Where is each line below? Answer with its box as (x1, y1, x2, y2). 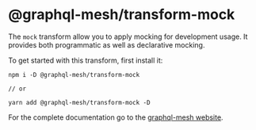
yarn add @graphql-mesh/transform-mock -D (8, 98, 151, 106)
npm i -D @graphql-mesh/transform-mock (8, 71, 140, 78)
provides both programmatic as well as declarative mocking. (8, 40, 205, 49)
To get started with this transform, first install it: (8, 55, 163, 65)
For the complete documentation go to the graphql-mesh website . (8, 113, 224, 122)
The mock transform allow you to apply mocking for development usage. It (8, 32, 248, 41)
